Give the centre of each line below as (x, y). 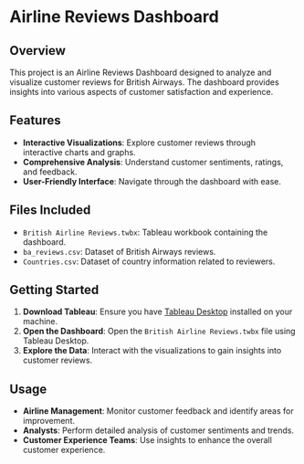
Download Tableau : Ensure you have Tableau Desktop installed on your (157, 311)
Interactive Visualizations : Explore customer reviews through (139, 142)
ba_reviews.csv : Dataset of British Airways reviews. (119, 251)
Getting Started (54, 290)
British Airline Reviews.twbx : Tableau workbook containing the (145, 232)
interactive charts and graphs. (79, 152)
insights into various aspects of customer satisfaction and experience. (142, 92)
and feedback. (50, 172)
